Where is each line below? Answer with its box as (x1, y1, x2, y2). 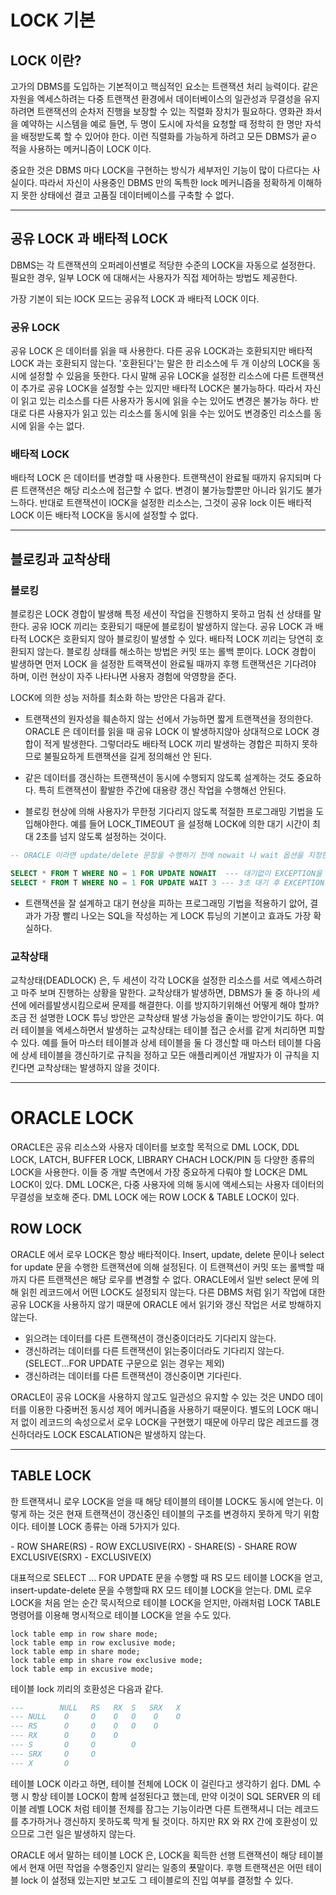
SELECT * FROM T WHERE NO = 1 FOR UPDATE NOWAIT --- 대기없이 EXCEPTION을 (10, 868, 323, 878)
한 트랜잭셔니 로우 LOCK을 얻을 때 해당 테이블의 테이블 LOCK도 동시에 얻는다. (10, 1495, 313, 1507)
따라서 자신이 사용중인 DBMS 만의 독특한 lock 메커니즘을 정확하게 (39, 177, 296, 188)
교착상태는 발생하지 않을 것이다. (36, 1062, 160, 1074)
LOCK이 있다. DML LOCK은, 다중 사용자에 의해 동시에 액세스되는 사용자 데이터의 (10, 1178, 325, 1190)
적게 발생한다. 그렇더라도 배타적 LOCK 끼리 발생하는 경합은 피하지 (43, 738, 300, 750)
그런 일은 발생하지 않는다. (36, 1827, 137, 1840)
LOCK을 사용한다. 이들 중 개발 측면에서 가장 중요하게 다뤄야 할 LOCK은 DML (10, 1166, 308, 1178)
